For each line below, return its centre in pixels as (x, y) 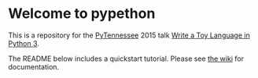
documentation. (34, 66)
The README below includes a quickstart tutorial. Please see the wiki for (126, 58)
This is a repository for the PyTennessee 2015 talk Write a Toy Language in (129, 35)
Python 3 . (24, 43)
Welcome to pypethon (82, 14)
